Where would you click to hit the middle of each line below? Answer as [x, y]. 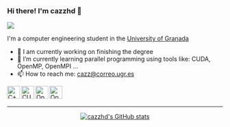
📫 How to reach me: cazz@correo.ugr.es [76, 74]
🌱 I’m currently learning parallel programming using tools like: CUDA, [114, 59]
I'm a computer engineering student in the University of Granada [98, 39]
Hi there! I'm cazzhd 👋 [44, 11]
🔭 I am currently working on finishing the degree [85, 52]
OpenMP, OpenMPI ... [48, 66]
